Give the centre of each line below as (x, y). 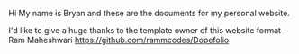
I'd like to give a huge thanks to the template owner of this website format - (148, 30)
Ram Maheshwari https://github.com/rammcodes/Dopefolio (119, 40)
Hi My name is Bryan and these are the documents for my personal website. (149, 13)
